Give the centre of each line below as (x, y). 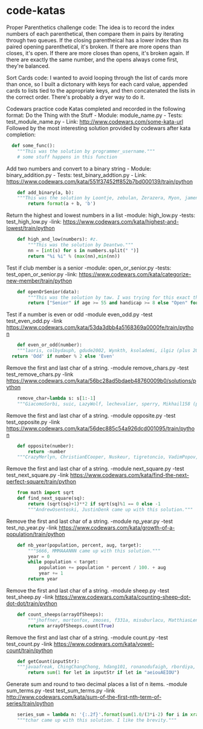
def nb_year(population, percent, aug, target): (79, 545)
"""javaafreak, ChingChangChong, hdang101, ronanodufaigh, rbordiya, (107, 667)
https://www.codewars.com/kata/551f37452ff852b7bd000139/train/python (100, 181)
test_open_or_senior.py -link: (42, 274)
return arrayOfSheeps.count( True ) (71, 626)
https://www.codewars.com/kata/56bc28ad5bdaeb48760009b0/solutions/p (101, 381)
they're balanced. (28, 66)
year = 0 (39, 556)
